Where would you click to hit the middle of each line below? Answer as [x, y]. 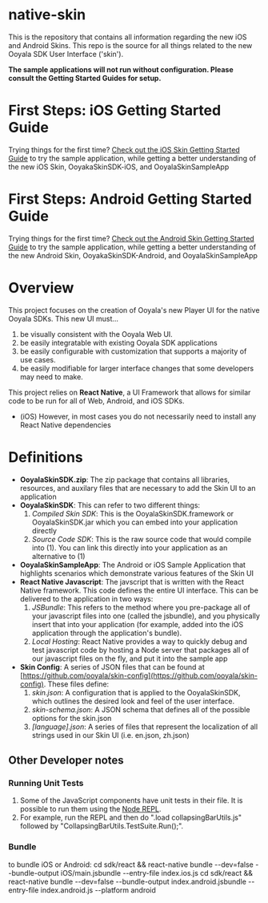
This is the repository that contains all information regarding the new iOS [128, 37]
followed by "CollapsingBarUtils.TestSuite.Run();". [102, 826]
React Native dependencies [66, 425]
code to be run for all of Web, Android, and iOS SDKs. [96, 401]
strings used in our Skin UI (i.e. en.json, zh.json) [110, 735]
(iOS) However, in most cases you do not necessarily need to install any [138, 416]
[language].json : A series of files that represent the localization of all [145, 727]
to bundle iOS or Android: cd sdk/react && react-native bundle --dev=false [131, 865]
